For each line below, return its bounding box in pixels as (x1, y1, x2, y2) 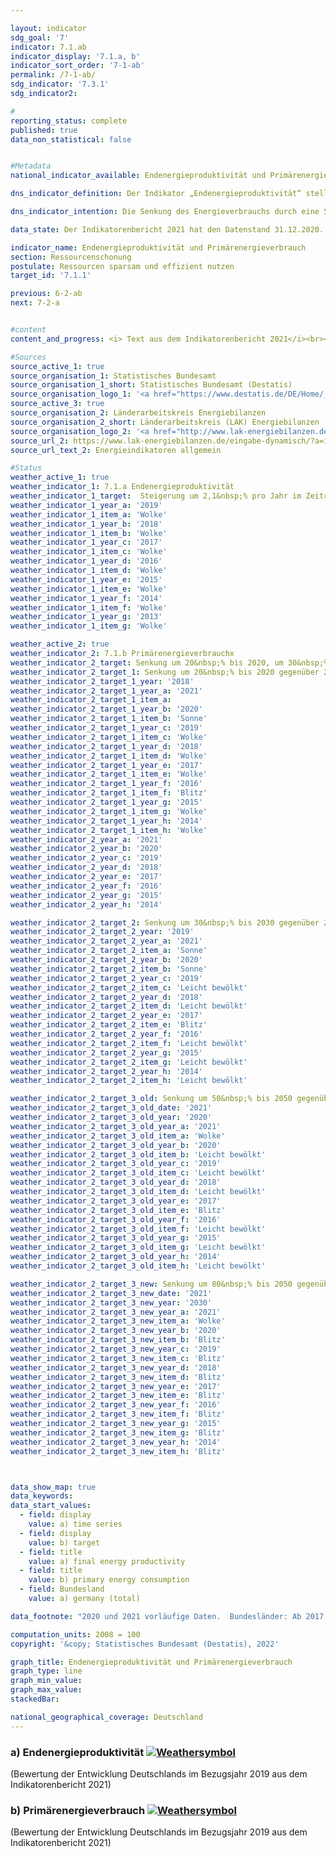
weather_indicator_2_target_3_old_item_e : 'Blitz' (10, 1205, 226, 1215)
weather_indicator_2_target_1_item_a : (10, 695, 172, 705)
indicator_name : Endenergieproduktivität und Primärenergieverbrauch (10, 242, 307, 253)
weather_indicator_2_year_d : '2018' (10, 862, 163, 873)
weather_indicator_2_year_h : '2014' (10, 899, 163, 910)
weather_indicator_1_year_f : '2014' (10, 593, 163, 603)
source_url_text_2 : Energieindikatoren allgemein (10, 445, 222, 455)
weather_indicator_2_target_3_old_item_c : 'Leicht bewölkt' (10, 1168, 267, 1178)
